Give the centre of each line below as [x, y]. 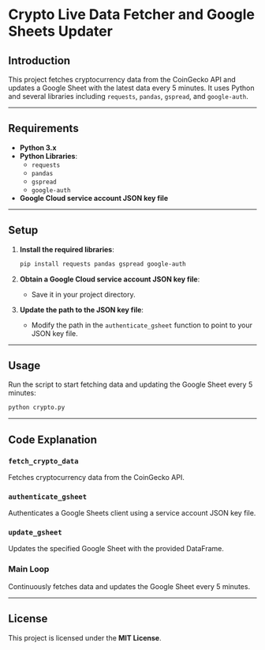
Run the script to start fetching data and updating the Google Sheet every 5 [131, 384]
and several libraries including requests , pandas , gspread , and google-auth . [128, 96]
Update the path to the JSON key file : [82, 309]
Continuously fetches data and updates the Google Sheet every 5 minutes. [129, 586]
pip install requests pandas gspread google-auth [103, 264]
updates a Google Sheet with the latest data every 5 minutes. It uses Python [131, 88]
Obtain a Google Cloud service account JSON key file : [110, 279]
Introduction [39, 60]
